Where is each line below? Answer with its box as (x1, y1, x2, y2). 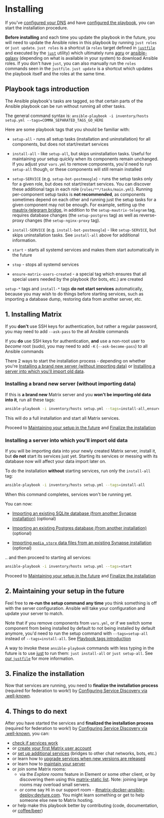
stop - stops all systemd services (12, 261, 79, 267)
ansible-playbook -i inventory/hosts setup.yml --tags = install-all (5, 482, 145, 488)
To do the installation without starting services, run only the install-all (5, 468, 151, 474)
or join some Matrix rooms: (12, 766, 66, 772)
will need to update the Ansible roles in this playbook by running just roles (5, 39, 157, 45)
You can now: (5, 501, 33, 506)
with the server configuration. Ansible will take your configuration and (5, 605, 145, 611)
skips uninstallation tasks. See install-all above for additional (12, 232, 140, 238)
